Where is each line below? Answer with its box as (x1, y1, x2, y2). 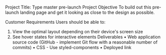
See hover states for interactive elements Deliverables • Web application (12, 34, 161, 40)
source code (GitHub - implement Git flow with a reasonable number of (12, 39, 158, 45)
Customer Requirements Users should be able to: (5, 19, 106, 25)
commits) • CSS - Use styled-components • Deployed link (12, 45, 132, 50)
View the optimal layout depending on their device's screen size (12, 29, 143, 34)
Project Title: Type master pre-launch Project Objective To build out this (5, 4, 152, 10)
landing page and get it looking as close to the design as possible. (20, 9, 155, 15)
